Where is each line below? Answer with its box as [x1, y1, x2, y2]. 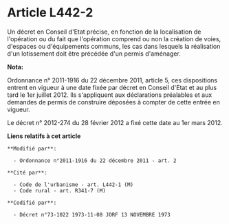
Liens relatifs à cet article [7, 132, 81, 140]
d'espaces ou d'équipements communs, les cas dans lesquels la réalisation [7, 42, 221, 50]
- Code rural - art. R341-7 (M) [13, 187, 107, 194]
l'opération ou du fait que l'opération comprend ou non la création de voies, [7, 34, 221, 43]
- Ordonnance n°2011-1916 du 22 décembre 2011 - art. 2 [13, 157, 177, 164]
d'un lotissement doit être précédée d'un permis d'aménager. [7, 49, 181, 58]
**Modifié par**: [7, 145, 57, 152]
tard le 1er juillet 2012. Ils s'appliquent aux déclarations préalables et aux [7, 91, 212, 99]
